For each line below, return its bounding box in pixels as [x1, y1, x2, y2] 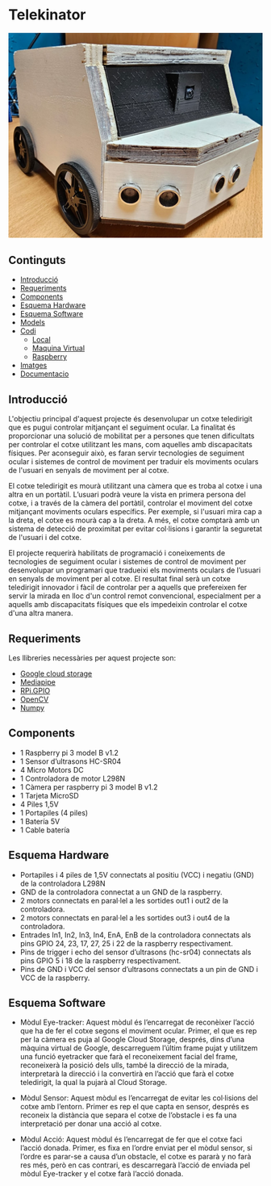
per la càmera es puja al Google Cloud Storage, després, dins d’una [19, 1035, 244, 1045]
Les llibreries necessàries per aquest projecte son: [8, 652, 177, 663]
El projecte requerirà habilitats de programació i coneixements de [8, 548, 226, 558]
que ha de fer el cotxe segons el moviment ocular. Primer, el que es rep [19, 1026, 257, 1036]
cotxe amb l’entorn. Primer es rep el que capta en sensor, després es [19, 1102, 250, 1112]
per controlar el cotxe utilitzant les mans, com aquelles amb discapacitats [8, 440, 252, 450]
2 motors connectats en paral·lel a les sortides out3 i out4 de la [19, 912, 231, 922]
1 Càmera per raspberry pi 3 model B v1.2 [19, 782, 159, 792]
